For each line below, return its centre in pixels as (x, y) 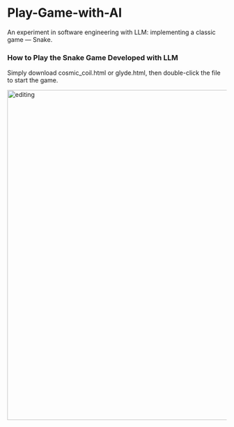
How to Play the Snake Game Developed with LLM (93, 57)
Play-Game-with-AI (65, 13)
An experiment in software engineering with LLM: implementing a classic (111, 32)
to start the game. (33, 80)
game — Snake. (30, 39)
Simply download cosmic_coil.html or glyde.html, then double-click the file (114, 73)
